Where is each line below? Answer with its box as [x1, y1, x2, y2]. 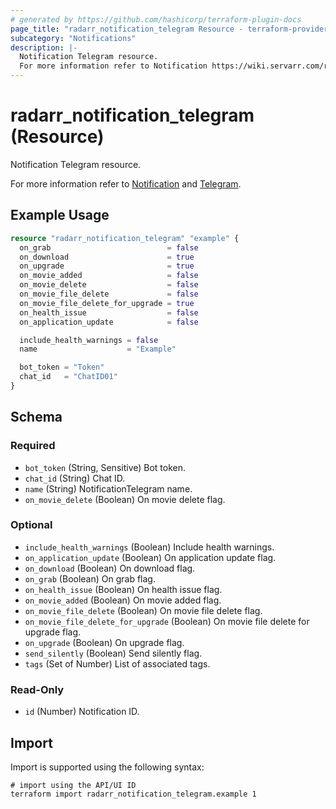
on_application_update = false [19, 317, 199, 327]
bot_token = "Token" [19, 362, 105, 373]
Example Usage [10, 207, 110, 224]
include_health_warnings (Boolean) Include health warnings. [24, 541, 275, 553]
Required [10, 439, 56, 453]
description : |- [10, 42, 78, 53]
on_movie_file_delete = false [19, 289, 199, 299]
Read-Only [10, 682, 65, 696]
